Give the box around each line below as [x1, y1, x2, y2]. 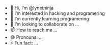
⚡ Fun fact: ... [10, 40, 38, 46]
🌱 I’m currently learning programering [10, 16, 89, 21]
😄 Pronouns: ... [10, 34, 43, 40]
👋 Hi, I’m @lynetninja [10, 5, 54, 11]
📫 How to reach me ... [10, 27, 58, 33]
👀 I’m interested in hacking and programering [10, 10, 105, 16]
